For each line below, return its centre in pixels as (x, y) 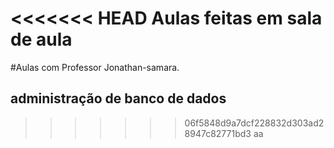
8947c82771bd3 (218, 133)
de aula (41, 39)
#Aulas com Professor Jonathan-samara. (95, 67)
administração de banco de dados (118, 98)
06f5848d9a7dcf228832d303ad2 (254, 123)
